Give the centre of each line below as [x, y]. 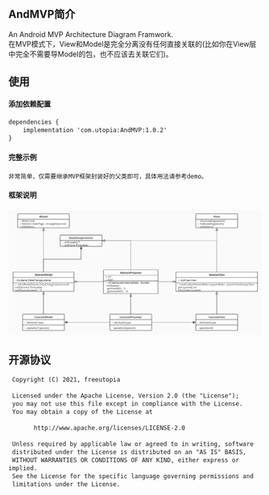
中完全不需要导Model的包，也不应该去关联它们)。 [91, 54]
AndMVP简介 [42, 14]
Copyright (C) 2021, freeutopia [66, 380]
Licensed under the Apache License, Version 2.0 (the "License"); [126, 396]
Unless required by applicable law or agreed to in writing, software [132, 444]
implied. [23, 468]
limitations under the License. [66, 485]
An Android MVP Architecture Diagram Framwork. [91, 34]
